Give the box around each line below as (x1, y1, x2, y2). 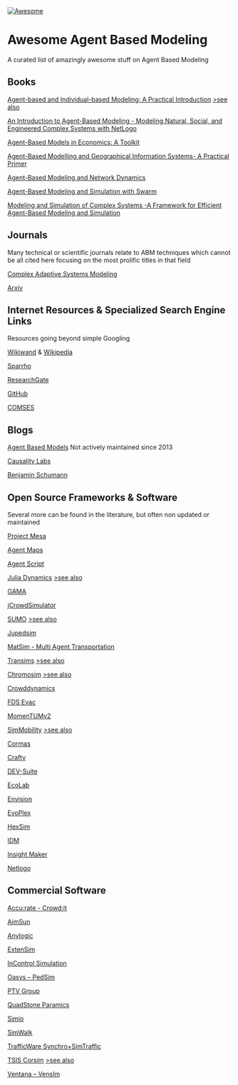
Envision (7, 795, 33, 803)
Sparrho (7, 361, 32, 371)
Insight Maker (7, 850, 48, 859)
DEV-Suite (7, 767, 38, 775)
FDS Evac (7, 698, 36, 706)
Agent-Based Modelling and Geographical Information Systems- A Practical (7, 151, 229, 160)
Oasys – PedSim (7, 972, 56, 981)
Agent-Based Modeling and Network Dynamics (7, 173, 146, 181)
